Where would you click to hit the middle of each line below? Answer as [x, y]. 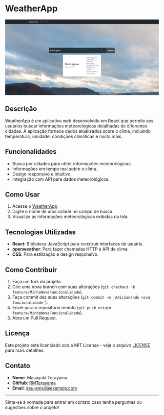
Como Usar [22, 195]
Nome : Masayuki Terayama [40, 377]
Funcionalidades [31, 152]
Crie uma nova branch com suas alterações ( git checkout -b [74, 287]
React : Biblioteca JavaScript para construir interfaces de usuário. [78, 244]
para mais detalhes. [25, 350]
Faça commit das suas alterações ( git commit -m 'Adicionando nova [81, 297]
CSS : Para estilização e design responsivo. [55, 254]
